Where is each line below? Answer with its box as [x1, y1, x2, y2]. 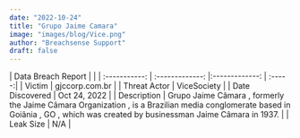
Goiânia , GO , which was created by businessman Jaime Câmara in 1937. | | [9, 109, 289, 120]
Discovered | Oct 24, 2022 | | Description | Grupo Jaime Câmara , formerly [9, 91, 285, 101]
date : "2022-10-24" [9, 13, 82, 22]
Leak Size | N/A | [9, 118, 72, 130]
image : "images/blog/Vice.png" [9, 30, 126, 39]
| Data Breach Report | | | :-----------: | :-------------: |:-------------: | [9, 71, 267, 82]
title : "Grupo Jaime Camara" [9, 22, 118, 30]
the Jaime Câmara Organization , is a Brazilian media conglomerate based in [9, 99, 291, 110]
